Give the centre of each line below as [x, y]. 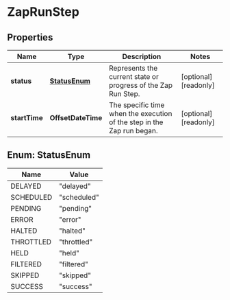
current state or [133, 77]
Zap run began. [133, 131]
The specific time [137, 105]
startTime [27, 118]
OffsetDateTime [76, 118]
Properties [30, 37]
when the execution [140, 114]
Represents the [133, 68]
